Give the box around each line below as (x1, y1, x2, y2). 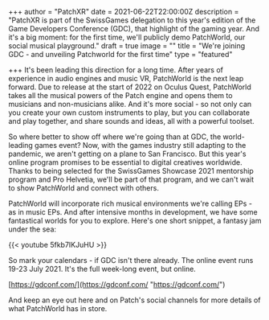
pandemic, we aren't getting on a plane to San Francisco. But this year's (8, 149, 247, 158)
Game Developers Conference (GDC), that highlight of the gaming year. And (8, 24, 259, 33)
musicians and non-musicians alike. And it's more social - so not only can (8, 100, 252, 109)
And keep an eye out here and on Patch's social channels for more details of (8, 295, 261, 305)
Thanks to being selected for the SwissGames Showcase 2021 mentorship (8, 166, 255, 175)
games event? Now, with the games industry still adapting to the (35, 141, 247, 150)
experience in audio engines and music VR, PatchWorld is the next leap (8, 74, 244, 83)
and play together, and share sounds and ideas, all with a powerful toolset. (8, 117, 255, 125)
